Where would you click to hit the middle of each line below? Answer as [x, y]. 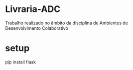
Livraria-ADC [33, 9]
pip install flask [21, 62]
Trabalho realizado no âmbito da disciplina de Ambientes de [67, 23]
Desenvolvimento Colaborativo [37, 28]
